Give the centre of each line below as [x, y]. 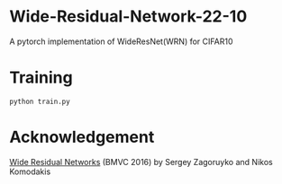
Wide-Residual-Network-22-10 [128, 17]
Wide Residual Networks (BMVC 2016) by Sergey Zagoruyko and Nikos [141, 162]
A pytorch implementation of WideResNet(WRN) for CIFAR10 [121, 41]
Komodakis [30, 171]
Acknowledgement [82, 137]
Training [41, 78]
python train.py [40, 101]
